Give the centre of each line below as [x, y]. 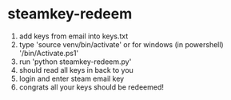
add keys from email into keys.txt [74, 36]
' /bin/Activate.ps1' [49, 53]
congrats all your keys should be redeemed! [92, 87]
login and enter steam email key [72, 78]
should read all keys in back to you [76, 70]
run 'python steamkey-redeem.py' [75, 62]
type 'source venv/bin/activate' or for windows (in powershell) [121, 44]
